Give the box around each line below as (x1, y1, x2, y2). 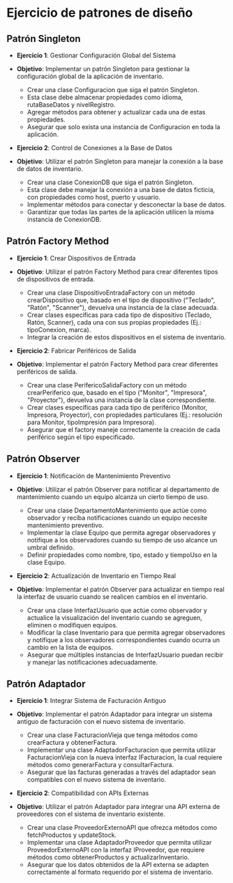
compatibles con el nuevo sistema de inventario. (27, 776, 167, 784)
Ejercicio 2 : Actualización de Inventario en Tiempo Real (16, 571, 176, 580)
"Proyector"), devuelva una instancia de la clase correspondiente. (27, 396, 217, 404)
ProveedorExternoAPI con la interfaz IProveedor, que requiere (27, 846, 205, 854)
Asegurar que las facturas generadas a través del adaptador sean (27, 768, 216, 776)
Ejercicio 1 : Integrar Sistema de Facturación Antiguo (16, 697, 167, 705)
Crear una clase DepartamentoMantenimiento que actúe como (27, 506, 207, 514)
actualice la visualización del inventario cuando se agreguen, (27, 613, 203, 622)
